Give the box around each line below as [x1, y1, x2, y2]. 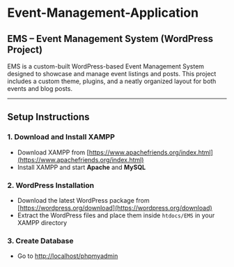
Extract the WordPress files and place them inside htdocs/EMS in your [17, 211, 215, 219]
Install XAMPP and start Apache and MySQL [17, 163, 146, 171]
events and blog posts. [7, 85, 73, 92]
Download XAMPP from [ [17, 148, 89, 157]
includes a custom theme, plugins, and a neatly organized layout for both [7, 77, 217, 85]
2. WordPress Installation [7, 180, 95, 190]
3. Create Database [7, 236, 75, 245]
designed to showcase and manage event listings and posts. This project [7, 70, 217, 78]
